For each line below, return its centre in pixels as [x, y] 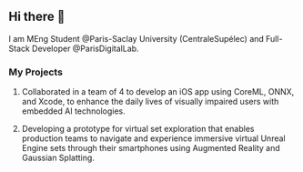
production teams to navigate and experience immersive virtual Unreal [153, 138]
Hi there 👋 [37, 17]
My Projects [35, 72]
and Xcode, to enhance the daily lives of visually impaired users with [150, 102]
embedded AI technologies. [74, 111]
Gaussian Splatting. [58, 158]
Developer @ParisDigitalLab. [86, 48]
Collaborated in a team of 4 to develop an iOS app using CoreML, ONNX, [158, 92]
